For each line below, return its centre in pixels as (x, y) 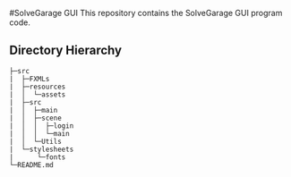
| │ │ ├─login (42, 126)
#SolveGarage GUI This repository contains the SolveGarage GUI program (146, 13)
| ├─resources (38, 87)
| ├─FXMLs (30, 79)
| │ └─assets (38, 94)
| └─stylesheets (42, 149)
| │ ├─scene (36, 118)
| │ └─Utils (36, 141)
